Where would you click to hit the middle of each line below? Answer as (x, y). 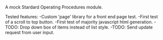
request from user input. (30, 32)
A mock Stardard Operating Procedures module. (54, 7)
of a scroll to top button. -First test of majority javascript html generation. (79, 22)
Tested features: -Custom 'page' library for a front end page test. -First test (81, 17)
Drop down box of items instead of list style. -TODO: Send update (86, 27)
